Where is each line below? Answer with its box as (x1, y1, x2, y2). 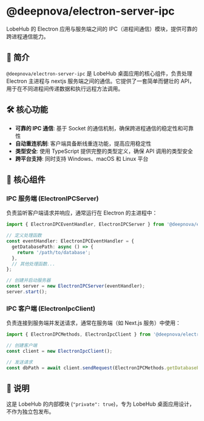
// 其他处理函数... (12, 261, 56, 267)
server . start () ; (6, 289, 47, 295)
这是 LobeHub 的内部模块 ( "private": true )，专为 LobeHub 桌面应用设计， (6, 400, 195, 408)
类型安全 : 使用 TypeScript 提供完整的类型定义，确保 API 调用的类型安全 (15, 147, 193, 155)
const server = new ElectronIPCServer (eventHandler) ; (6, 283, 146, 289)
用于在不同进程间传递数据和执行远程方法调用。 (6, 85, 123, 92)
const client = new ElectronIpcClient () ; (6, 348, 113, 354)
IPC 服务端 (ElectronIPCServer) (6, 194, 99, 202)
